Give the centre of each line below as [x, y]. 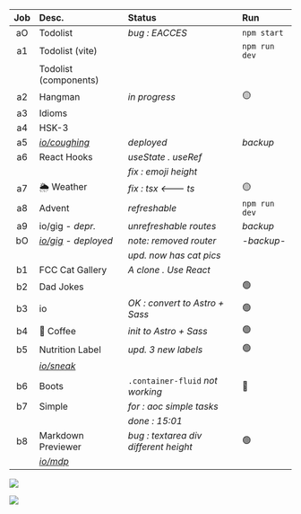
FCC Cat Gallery [73, 270]
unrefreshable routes [172, 226]
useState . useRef [165, 157]
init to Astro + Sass [168, 331]
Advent [54, 208]
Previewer [60, 447]
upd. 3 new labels [165, 350]
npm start [262, 33]
